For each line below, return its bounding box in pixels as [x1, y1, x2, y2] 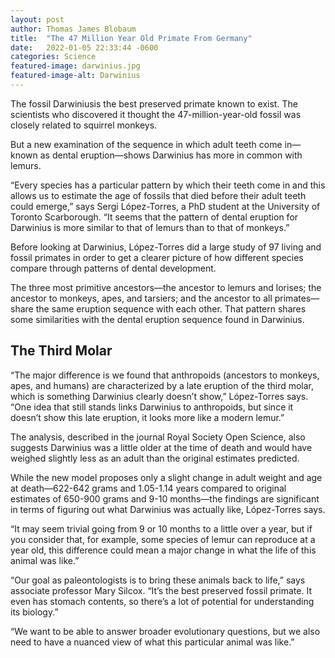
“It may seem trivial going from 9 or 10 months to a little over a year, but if [10, 522, 313, 535]
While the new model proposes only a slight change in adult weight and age [10, 471, 323, 483]
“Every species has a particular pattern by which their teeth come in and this [10, 179, 326, 191]
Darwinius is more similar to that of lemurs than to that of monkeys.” [10, 221, 290, 233]
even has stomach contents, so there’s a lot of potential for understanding [10, 595, 315, 607]
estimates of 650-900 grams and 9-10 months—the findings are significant [10, 492, 320, 505]
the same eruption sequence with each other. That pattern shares [35, 302, 307, 315]
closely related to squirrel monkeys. [10, 119, 158, 131]
